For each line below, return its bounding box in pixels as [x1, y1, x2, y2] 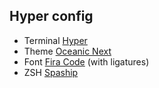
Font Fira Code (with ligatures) [23, 55, 150, 68]
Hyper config [9, 8, 94, 25]
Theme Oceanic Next [23, 45, 112, 57]
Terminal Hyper [23, 34, 88, 46]
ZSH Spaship [23, 66, 79, 78]
